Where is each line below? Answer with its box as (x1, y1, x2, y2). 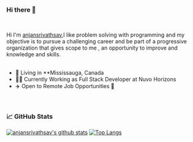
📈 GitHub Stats (6, 113, 53, 121)
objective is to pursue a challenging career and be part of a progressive (6, 38, 187, 45)
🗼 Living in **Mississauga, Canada (15, 69, 104, 77)
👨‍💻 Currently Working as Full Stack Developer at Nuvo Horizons (15, 76, 176, 83)
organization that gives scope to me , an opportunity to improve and (6, 44, 178, 51)
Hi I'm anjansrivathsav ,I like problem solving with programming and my (6, 31, 185, 39)
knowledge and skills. (6, 51, 61, 58)
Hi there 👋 (6, 6, 37, 14)
